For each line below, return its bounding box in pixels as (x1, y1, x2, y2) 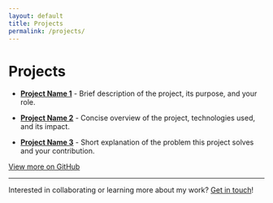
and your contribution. (19, 146, 95, 156)
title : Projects (8, 19, 63, 28)
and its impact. (19, 122, 71, 132)
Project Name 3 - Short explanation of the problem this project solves (19, 137, 254, 147)
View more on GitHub (8, 162, 80, 171)
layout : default (8, 11, 63, 20)
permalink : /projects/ (8, 27, 85, 35)
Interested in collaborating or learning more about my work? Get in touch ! (8, 185, 254, 195)
